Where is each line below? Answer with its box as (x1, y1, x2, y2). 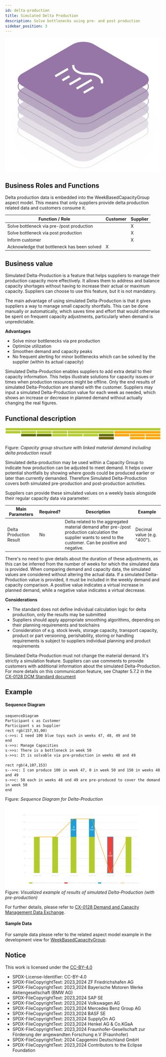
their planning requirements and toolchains (12, 622, 100, 628)
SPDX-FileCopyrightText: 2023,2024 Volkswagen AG (12, 1000, 120, 1006)
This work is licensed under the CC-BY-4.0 (5, 964, 93, 970)
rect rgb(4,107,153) (5, 763, 48, 768)
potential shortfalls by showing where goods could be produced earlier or (5, 470, 155, 476)
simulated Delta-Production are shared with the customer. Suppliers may (5, 384, 153, 390)
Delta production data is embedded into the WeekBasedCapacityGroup (5, 195, 150, 200)
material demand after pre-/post (65, 524, 131, 530)
